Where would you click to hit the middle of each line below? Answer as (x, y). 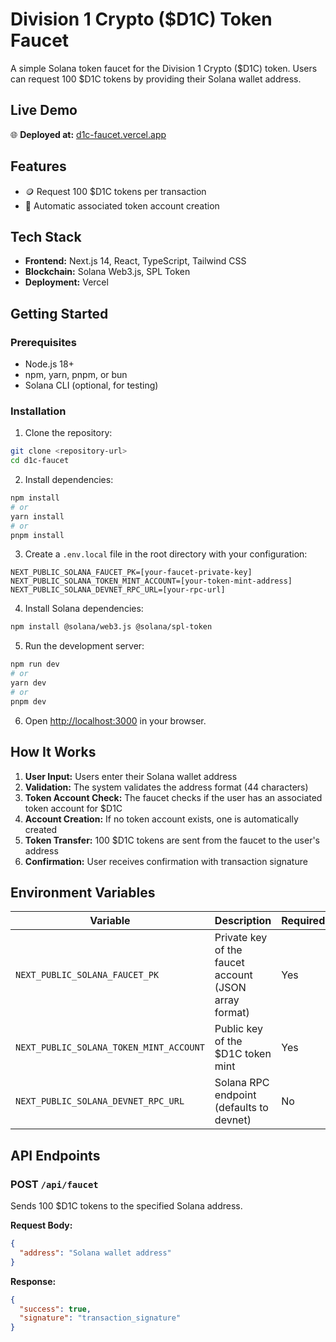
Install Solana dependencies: (84, 609)
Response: (33, 1281)
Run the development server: (84, 646)
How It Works (53, 752)
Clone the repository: (68, 433)
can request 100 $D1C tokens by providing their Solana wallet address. (156, 79)
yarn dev (28, 683)
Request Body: (41, 1225)
